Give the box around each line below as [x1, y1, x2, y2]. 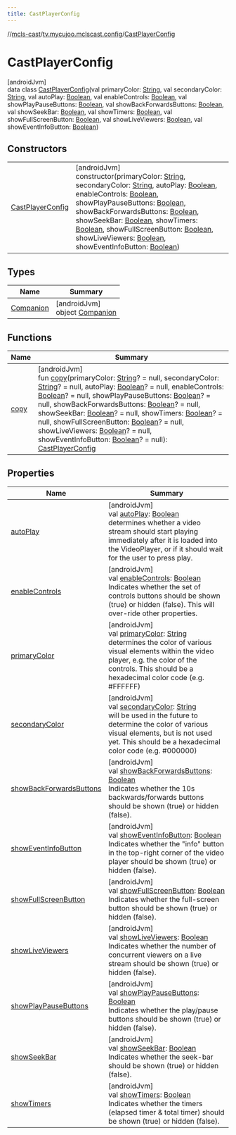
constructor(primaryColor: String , [75, 172, 186, 182]
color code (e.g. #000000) [108, 746, 197, 755]
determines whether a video [108, 518, 202, 527]
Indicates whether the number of [108, 941, 216, 951]
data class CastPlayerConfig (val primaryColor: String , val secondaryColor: [7, 85, 223, 94]
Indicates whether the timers [108, 1098, 203, 1108]
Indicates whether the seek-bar [108, 1052, 214, 1062]
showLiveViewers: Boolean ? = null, [37, 426, 152, 435]
